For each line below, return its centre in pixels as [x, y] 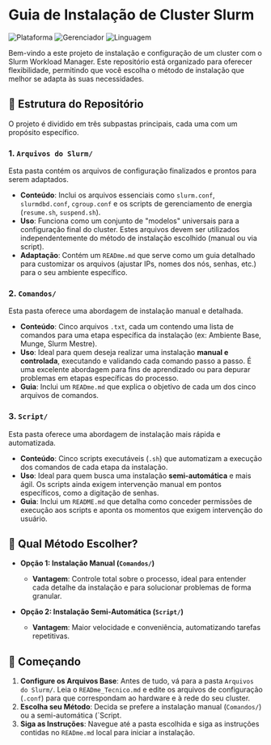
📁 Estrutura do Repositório [76, 104]
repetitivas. [51, 636]
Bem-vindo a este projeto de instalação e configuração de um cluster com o [135, 53]
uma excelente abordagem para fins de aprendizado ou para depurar [135, 370]
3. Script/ [28, 417]
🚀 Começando [44, 661]
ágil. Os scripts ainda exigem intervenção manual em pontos [121, 484]
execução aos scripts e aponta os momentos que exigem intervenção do [141, 510]
